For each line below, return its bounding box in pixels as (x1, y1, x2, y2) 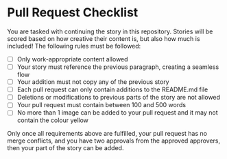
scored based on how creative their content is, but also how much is (7, 34, 200, 42)
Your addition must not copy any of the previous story (16, 78, 169, 86)
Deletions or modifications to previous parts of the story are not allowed (16, 93, 221, 102)
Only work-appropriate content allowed (16, 55, 128, 63)
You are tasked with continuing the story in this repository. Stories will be (7, 27, 213, 35)
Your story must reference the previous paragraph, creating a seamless (16, 63, 219, 71)
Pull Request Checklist (7, 5, 139, 20)
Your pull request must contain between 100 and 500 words (16, 101, 187, 109)
